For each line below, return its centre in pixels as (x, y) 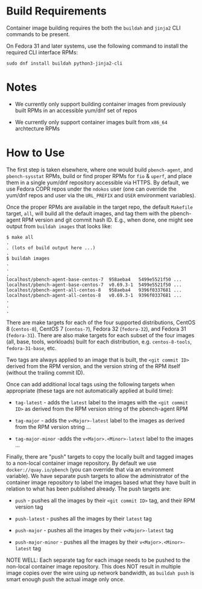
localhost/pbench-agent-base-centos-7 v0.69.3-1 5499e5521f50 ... (94, 285)
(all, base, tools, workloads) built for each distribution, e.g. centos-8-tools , (99, 342)
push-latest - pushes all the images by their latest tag (83, 518)
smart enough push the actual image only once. (65, 579)
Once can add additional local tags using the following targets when (90, 384)
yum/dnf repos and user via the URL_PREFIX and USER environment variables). (101, 195)
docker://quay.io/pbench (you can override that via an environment (90, 470)
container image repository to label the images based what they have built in (101, 482)
